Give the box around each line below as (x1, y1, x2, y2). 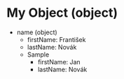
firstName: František (27, 35, 86, 43)
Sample (27, 50, 50, 59)
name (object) (16, 28, 57, 36)
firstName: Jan (37, 57, 81, 66)
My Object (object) (6, 5, 118, 21)
